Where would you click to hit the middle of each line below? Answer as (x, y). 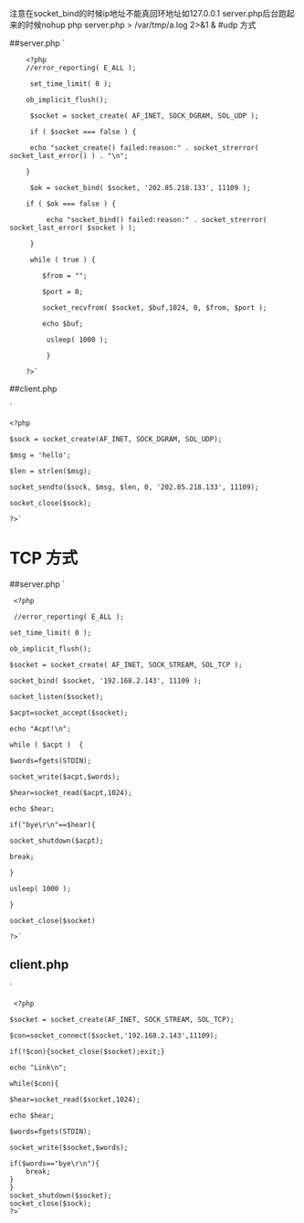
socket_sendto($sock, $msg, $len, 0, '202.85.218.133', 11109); (134, 487)
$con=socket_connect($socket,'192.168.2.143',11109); (114, 1036)
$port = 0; (63, 292)
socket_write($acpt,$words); (65, 776)
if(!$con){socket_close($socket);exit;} (88, 1051)
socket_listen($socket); (57, 697)
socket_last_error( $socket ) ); (73, 228)
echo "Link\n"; (38, 1068)
